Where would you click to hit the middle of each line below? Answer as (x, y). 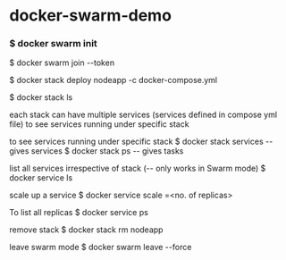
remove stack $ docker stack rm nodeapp (86, 230)
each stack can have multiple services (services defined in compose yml (143, 115)
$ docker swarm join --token (62, 63)
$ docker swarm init (54, 44)
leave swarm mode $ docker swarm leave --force (101, 247)
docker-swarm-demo (91, 16)
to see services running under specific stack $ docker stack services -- (141, 142)
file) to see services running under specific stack (99, 124)
